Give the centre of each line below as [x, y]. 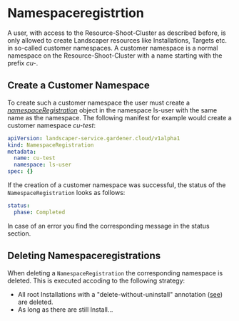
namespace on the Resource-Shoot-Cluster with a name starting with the [115, 56]
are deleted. [35, 302]
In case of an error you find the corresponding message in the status [108, 226]
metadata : [22, 152]
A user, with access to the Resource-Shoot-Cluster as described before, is [117, 33]
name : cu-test [35, 158]
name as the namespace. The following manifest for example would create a [119, 117]
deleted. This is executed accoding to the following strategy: [96, 280]
